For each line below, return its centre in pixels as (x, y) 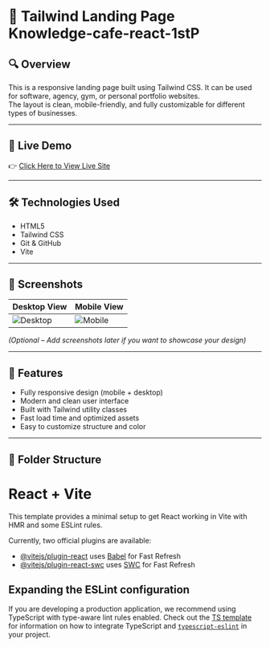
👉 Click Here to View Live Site (59, 166)
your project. (29, 635)
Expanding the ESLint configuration (99, 590)
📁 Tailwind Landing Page (92, 16)
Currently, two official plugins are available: (80, 540)
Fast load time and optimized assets (80, 418)
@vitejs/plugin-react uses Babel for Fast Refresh (100, 556)
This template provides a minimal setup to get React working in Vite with (128, 516)
